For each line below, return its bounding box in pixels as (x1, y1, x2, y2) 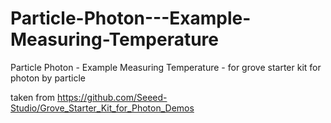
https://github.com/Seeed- (57, 91, 168, 103)
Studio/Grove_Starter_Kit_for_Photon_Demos (10, 102, 195, 114)
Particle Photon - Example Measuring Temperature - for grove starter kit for (10, 61, 322, 73)
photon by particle (10, 72, 86, 84)
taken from (10, 91, 56, 103)
